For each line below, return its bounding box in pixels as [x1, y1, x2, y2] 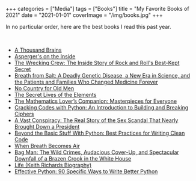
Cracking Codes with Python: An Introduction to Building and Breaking [14, 104, 189, 111]
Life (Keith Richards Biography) [14, 162, 92, 168]
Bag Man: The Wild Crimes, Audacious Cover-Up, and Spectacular [14, 149, 180, 156]
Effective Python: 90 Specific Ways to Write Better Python [14, 168, 158, 175]
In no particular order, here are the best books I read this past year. [5, 23, 172, 30]
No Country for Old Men [14, 85, 75, 92]
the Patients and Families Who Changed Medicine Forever [14, 78, 158, 85]
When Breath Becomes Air [14, 143, 81, 149]
